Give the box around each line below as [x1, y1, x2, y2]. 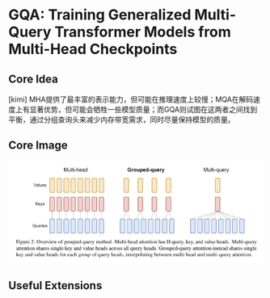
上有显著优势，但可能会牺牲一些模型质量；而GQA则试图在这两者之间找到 [15, 105, 258, 114]
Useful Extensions [8, 279, 103, 292]
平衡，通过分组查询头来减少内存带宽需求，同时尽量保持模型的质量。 [8, 115, 235, 124]
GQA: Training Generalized [8, 6, 192, 24]
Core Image [8, 139, 68, 153]
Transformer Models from [54, 23, 232, 41]
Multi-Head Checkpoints [8, 40, 178, 58]
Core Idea [8, 72, 58, 86]
